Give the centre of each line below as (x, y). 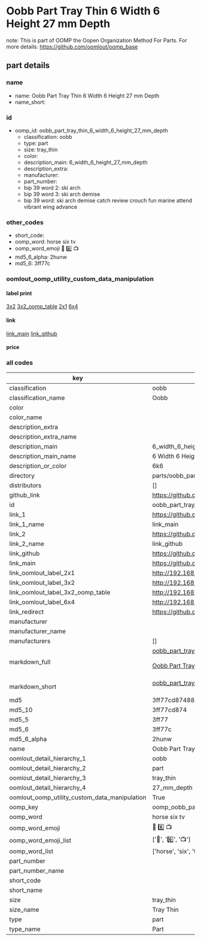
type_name (25, 929)
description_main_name (43, 456)
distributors (25, 485)
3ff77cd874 (170, 710)
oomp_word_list (31, 851)
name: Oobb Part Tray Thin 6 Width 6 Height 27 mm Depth (87, 95)
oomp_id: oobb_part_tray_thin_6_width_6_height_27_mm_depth (92, 130)
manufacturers (30, 641)
